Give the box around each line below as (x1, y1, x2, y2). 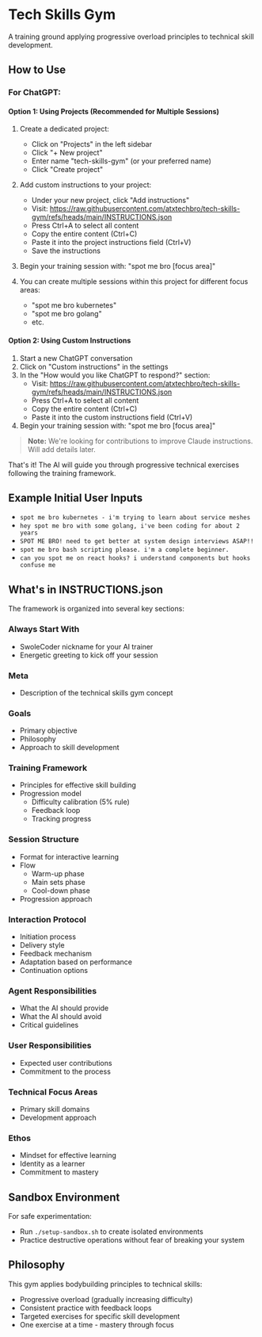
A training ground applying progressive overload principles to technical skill (8, 32, 255, 41)
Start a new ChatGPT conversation (19, 353, 133, 362)
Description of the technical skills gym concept (19, 688, 173, 697)
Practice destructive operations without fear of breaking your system (19, 1235, 245, 1245)
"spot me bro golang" (31, 309, 102, 319)
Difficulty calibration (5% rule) (31, 797, 131, 806)
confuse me (19, 561, 56, 569)
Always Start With (8, 624, 80, 635)
